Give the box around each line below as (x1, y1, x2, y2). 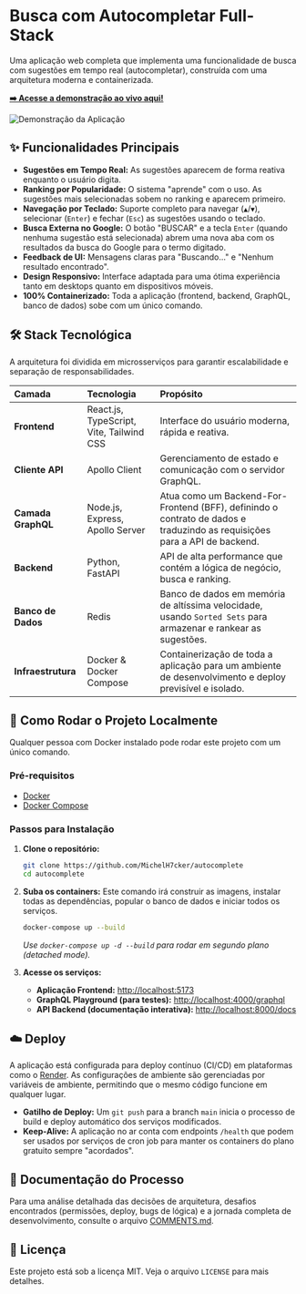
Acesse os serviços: (22, 967, 102, 978)
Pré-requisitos (9, 769, 75, 782)
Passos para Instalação (9, 822, 115, 835)
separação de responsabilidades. (9, 365, 135, 376)
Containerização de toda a (159, 648, 273, 661)
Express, (87, 512, 125, 525)
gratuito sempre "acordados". (22, 1145, 135, 1156)
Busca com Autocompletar (9, 5, 216, 26)
